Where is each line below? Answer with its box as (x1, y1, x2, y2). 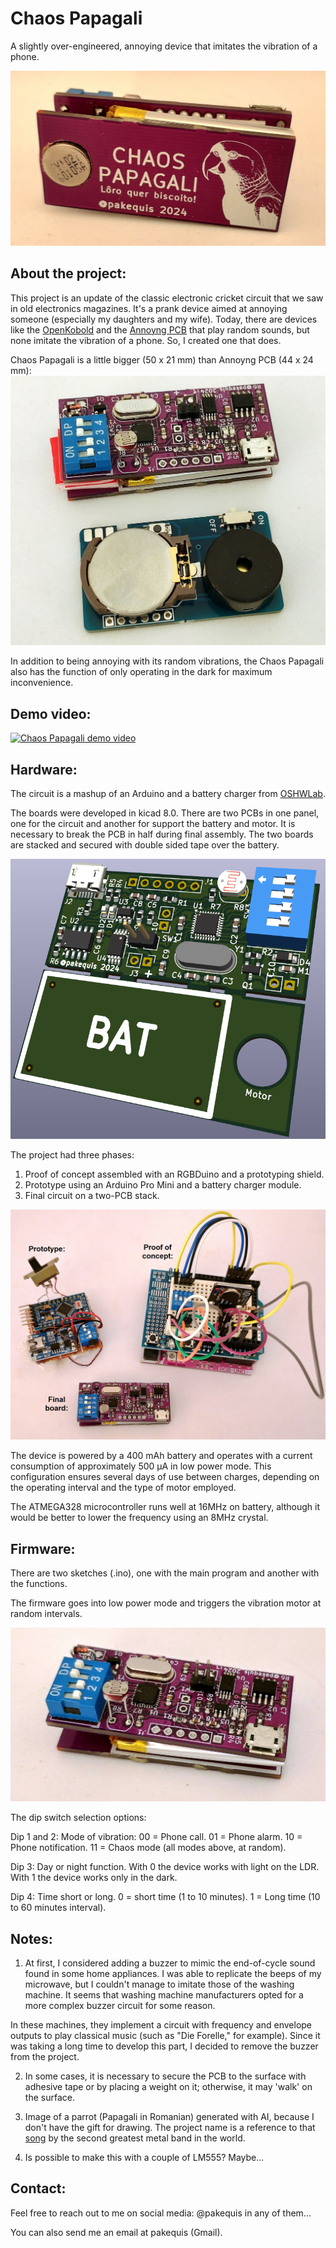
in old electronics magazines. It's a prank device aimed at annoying (10, 302, 288, 314)
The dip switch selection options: (10, 1812, 147, 1824)
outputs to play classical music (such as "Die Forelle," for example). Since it (10, 2029, 321, 2041)
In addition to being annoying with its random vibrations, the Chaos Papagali (10, 655, 325, 667)
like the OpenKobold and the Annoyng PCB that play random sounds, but (10, 323, 310, 336)
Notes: (10, 1930, 53, 1947)
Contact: (10, 2180, 67, 2197)
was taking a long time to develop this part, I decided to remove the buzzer (10, 2040, 319, 2052)
